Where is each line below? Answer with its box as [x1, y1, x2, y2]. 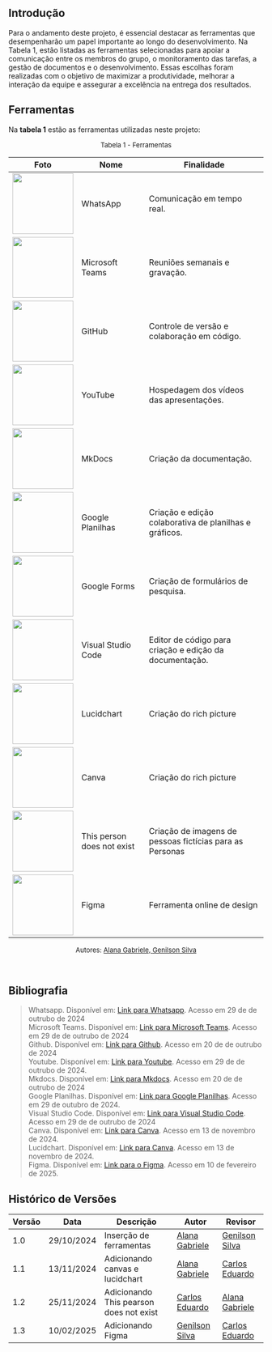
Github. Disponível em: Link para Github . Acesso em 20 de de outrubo [28, 1040, 262, 1049]
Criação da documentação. [148, 453, 253, 464]
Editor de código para [148, 634, 232, 645]
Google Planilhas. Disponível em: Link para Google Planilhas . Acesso [28, 1091, 257, 1101]
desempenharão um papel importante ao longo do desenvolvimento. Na [8, 36, 249, 46]
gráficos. [148, 526, 183, 538]
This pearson [104, 1297, 155, 1308]
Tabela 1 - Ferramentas [100, 140, 172, 149]
